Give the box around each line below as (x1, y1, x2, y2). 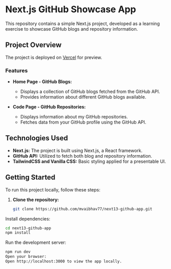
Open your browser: (5, 254, 47, 259)
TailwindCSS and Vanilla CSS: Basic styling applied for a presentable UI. (12, 158, 166, 164)
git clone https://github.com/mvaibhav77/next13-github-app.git (12, 206, 153, 211)
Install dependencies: (5, 215, 51, 222)
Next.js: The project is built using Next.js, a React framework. (12, 147, 143, 154)
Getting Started (5, 173, 56, 182)
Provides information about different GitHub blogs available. (20, 94, 146, 100)
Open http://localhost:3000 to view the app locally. (5, 259, 123, 264)
